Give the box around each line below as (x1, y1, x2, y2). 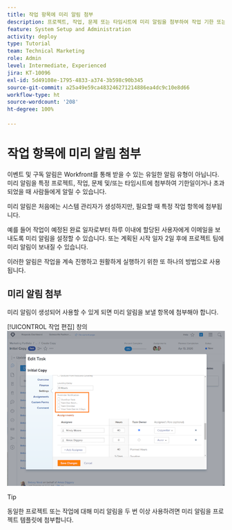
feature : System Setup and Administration (7, 26, 131, 32)
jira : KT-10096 (7, 69, 51, 76)
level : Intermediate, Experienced (7, 62, 107, 69)
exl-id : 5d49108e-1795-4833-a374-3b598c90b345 (7, 77, 144, 84)
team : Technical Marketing (7, 48, 85, 55)
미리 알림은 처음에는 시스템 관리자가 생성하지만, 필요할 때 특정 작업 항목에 (7, 202, 204, 210)
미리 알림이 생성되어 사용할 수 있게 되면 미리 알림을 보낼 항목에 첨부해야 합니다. (7, 307, 219, 316)
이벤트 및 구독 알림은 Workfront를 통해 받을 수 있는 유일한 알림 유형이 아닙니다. (7, 170, 220, 178)
